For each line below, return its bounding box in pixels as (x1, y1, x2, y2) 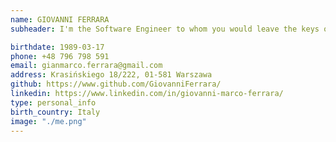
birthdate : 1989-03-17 (10, 42, 105, 52)
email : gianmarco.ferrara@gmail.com (10, 61, 163, 71)
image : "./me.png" (10, 116, 87, 126)
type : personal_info (10, 97, 97, 108)
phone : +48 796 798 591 (10, 51, 110, 61)
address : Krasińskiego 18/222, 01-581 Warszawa (10, 70, 213, 80)
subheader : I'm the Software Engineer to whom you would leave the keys (10, 24, 320, 34)
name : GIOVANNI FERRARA (10, 14, 110, 25)
